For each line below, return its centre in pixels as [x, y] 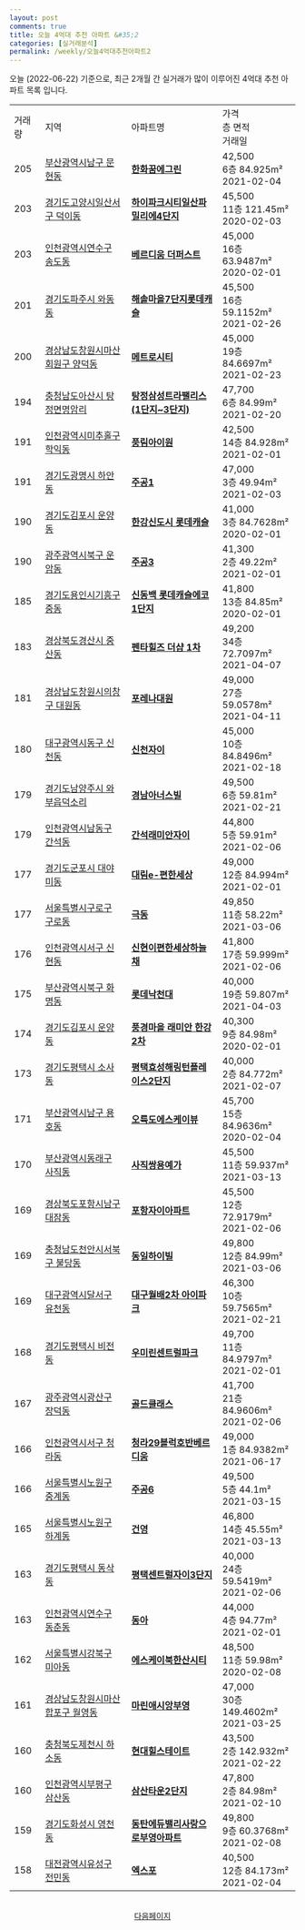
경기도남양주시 [74, 788]
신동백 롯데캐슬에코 [170, 595]
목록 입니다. [47, 90]
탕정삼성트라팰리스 [169, 396]
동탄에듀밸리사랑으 [169, 1824]
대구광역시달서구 [79, 1295]
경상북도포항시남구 [83, 1204]
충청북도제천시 [74, 1744]
